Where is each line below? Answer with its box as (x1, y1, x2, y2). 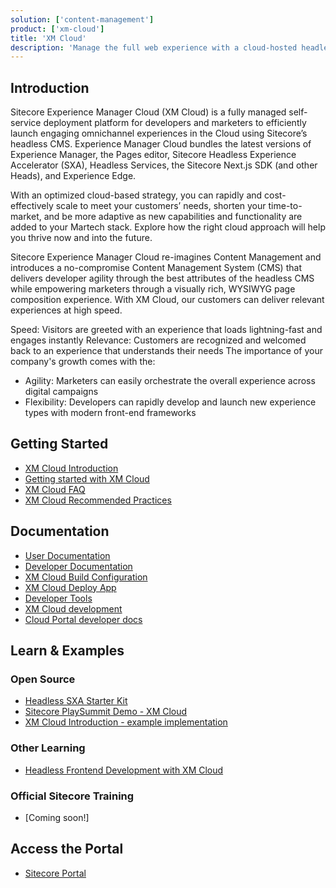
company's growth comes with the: (10, 356, 156, 368)
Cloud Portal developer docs (24, 613, 143, 625)
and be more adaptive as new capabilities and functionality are (43, 211, 303, 223)
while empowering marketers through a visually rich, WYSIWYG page (10, 283, 296, 295)
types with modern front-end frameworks (24, 407, 197, 419)
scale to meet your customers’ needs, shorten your (55, 200, 267, 212)
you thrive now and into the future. (10, 232, 153, 244)
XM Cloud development (24, 602, 123, 615)
